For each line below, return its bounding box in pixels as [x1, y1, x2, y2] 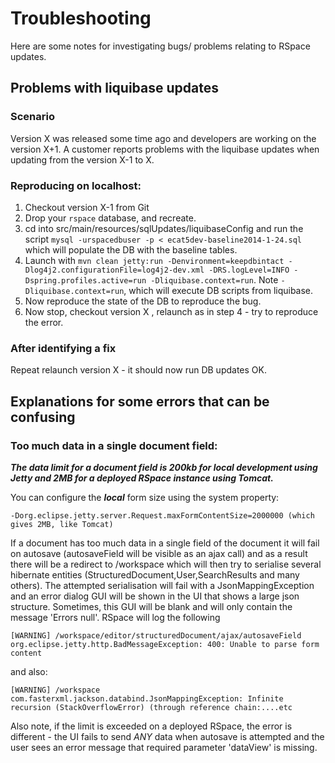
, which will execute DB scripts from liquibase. [123, 284, 314, 296]
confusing [10, 408, 76, 426]
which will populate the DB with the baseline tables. [24, 243, 238, 256]
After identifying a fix [10, 341, 117, 355]
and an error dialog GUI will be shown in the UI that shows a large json [10, 590, 300, 602]
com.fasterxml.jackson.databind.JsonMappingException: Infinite [10, 693, 284, 704]
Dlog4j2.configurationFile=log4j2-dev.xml [24, 265, 205, 275]
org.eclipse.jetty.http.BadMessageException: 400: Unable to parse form [10, 639, 320, 649]
